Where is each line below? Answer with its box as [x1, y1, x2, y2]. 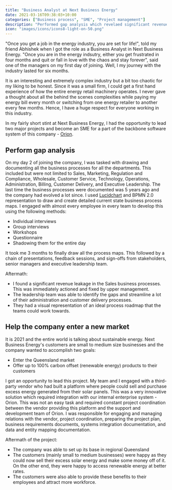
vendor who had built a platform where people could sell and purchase [17, 383, 167, 389]
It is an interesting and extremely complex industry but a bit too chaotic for [5, 78, 163, 84]
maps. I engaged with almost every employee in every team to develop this [5, 203, 163, 209]
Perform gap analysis [5, 146, 75, 154]
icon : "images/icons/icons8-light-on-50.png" [5, 27, 104, 32]
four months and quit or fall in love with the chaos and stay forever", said [5, 57, 159, 63]
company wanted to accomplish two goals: [5, 347, 96, 353]
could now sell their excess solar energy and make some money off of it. [12, 457, 166, 463]
